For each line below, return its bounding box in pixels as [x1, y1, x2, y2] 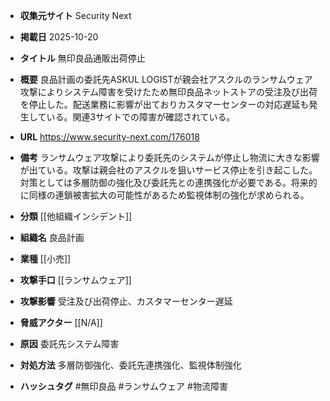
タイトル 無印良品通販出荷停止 [19, 52, 146, 64]
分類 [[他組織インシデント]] [19, 210, 133, 222]
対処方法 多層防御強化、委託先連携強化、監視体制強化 [19, 359, 242, 371]
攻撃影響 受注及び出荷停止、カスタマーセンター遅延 [19, 295, 233, 307]
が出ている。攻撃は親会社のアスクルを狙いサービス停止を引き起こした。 [19, 164, 318, 176]
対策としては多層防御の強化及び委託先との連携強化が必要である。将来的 [19, 177, 318, 188]
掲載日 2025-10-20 [19, 31, 99, 43]
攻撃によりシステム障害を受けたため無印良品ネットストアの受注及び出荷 [19, 86, 318, 98]
